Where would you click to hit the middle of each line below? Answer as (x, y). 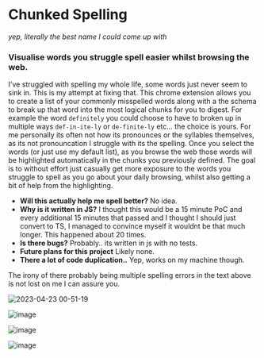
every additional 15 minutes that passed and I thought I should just (128, 218)
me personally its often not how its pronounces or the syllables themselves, (132, 135)
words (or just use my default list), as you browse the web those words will (130, 152)
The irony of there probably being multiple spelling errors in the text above (130, 275)
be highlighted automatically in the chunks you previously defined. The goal (132, 160)
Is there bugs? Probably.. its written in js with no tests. (109, 243)
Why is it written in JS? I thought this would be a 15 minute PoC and (131, 210)
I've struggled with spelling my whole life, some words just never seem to (128, 84)
